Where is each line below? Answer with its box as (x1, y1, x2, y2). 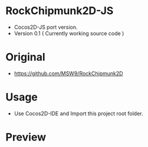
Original (5, 51, 45, 64)
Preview (5, 131, 47, 143)
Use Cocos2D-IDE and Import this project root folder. (14, 110, 143, 117)
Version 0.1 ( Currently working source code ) (14, 29, 124, 36)
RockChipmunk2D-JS (5, 4, 114, 18)
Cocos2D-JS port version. (14, 24, 78, 31)
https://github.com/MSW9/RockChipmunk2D (14, 69, 123, 77)
